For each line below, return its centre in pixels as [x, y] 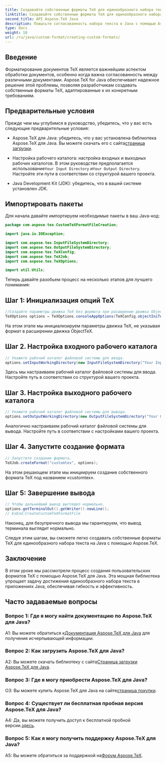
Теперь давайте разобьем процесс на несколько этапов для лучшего [79, 279]
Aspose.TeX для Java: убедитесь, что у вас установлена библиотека [84, 138]
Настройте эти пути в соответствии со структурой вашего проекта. [84, 174]
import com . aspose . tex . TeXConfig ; [41, 252]
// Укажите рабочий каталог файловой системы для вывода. [66, 412]
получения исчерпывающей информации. [49, 638]
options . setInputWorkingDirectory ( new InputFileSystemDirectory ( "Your [79, 362]
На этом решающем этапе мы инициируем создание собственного [77, 472]
